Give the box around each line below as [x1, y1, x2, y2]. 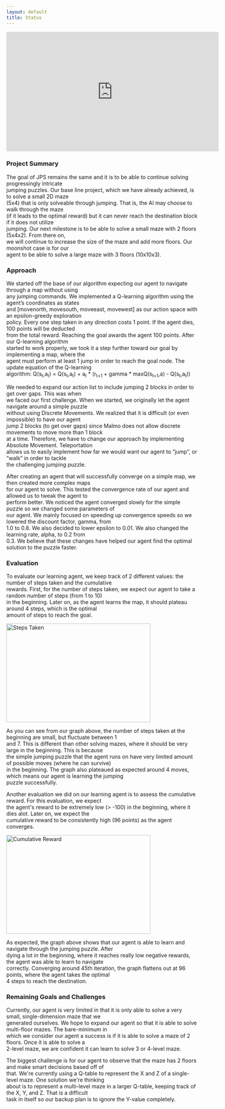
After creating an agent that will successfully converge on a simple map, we [6, 472, 196, 480]
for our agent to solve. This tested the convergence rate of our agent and [6, 486, 189, 493]
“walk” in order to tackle [6, 454, 67, 462]
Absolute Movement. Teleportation [6, 441, 93, 448]
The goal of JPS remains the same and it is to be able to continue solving [6, 173, 189, 180]
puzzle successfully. [6, 779, 58, 786]
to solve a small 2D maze [6, 193, 69, 200]
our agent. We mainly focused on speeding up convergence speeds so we [6, 511, 192, 518]
